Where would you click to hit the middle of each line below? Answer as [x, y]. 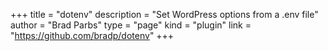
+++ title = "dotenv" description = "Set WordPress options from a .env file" [164, 14]
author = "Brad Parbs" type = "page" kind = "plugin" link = [131, 25]
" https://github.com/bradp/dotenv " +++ [92, 35]
